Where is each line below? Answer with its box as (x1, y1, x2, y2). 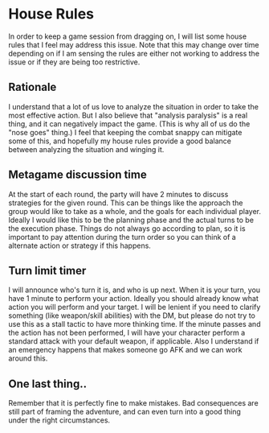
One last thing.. (8, 377, 87, 390)
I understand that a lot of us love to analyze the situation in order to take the (8, 101, 259, 111)
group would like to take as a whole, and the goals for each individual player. (8, 206, 262, 216)
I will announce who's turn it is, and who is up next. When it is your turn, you (8, 285, 261, 295)
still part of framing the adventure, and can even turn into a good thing (8, 407, 241, 417)
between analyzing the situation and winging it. (8, 144, 165, 154)
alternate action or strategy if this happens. (8, 241, 151, 250)
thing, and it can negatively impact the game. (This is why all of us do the (8, 118, 251, 129)
